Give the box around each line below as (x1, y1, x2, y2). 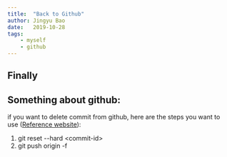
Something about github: (7, 94, 121, 106)
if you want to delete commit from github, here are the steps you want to (7, 113, 221, 121)
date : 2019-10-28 (7, 23, 66, 31)
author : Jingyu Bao (7, 17, 66, 24)
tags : (7, 30, 24, 38)
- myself (20, 37, 46, 44)
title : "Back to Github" (7, 10, 84, 18)
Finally (7, 70, 38, 82)
